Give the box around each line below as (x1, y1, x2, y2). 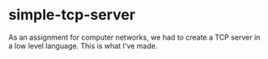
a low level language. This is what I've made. (8, 40, 158, 50)
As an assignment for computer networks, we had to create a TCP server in (8, 32, 261, 42)
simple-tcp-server (8, 6, 136, 24)
